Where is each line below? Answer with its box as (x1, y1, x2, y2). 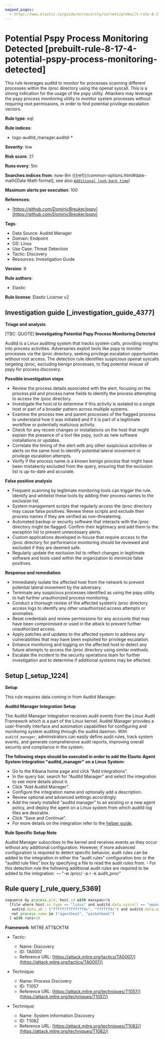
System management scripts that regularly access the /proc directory (12, 503, 152, 509)
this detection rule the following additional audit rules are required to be (5, 865, 149, 871)
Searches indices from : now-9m (5, 172, 71, 179)
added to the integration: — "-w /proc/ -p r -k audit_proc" (5, 871, 121, 877)
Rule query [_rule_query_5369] (5, 884, 101, 893)
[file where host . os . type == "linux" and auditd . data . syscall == (9, 902, 145, 907)
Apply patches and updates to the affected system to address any (12, 631, 145, 637)
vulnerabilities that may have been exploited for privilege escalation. (12, 637, 149, 643)
